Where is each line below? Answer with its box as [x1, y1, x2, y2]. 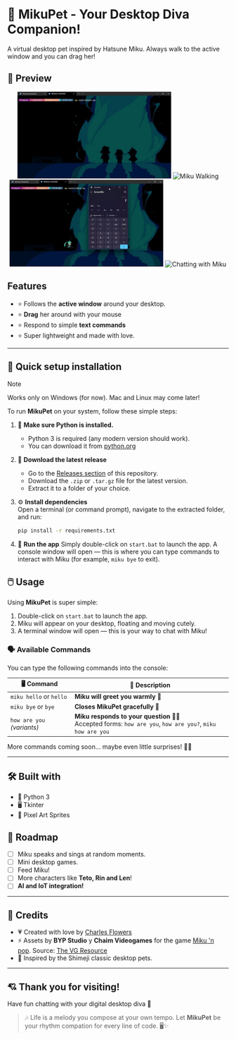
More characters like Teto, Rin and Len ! [17, 873, 132, 883]
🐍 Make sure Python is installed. [17, 421, 114, 429]
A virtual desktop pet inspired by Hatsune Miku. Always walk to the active [7, 44, 220, 53]
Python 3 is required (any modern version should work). [27, 434, 190, 442]
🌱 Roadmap [7, 831, 58, 843]
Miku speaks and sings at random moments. [17, 850, 146, 859]
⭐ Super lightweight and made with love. [17, 331, 135, 340]
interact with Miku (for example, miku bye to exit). [17, 554, 160, 563]
